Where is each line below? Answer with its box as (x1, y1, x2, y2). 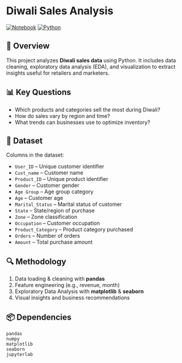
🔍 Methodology (6, 256, 66, 266)
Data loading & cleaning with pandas (14, 275, 105, 282)
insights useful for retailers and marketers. (6, 69, 110, 77)
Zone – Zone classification (14, 214, 78, 221)
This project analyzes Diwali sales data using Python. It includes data (6, 56, 176, 63)
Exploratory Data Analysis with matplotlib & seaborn (14, 288, 144, 295)
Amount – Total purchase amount (14, 238, 93, 246)
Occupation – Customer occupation (14, 219, 100, 227)
